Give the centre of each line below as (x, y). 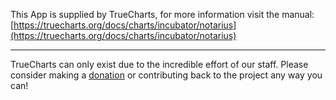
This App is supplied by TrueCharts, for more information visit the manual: (162, 14)
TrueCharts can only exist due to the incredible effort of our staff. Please (159, 64)
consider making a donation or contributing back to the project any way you (166, 75)
